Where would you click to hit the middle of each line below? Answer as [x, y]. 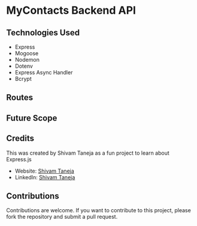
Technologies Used [43, 33]
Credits [20, 138]
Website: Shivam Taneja [45, 171]
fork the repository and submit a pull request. [62, 217]
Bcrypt [23, 79]
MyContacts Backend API [71, 10]
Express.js [19, 159]
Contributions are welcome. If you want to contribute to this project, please [99, 210]
